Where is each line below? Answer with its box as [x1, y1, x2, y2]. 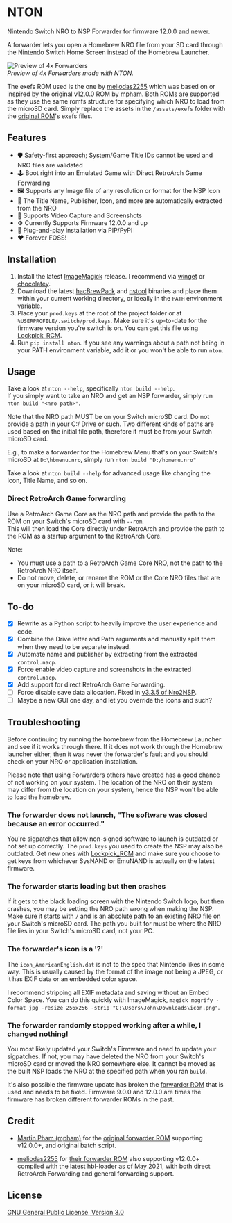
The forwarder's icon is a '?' [7, 944, 104, 954]
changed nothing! [7, 1029, 69, 1039]
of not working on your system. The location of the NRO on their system [7, 778, 213, 786]
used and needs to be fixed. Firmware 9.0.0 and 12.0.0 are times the [7, 1087, 202, 1096]
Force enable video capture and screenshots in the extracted [17, 665, 192, 673]
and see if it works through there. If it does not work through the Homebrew [7, 742, 224, 750]
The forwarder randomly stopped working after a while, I [7, 1020, 202, 1030]
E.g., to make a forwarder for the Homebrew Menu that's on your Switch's [7, 448, 218, 457]
